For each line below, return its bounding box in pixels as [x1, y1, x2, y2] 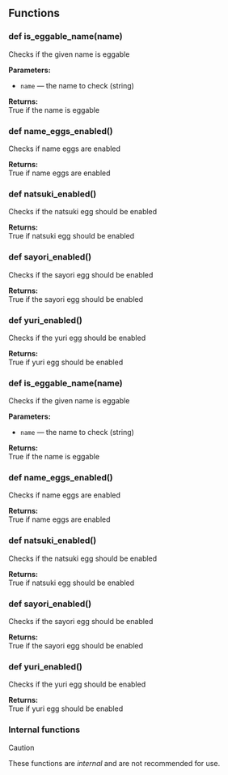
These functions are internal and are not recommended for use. [8, 758, 221, 768]
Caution [8, 743, 35, 752]
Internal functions [8, 724, 81, 735]
